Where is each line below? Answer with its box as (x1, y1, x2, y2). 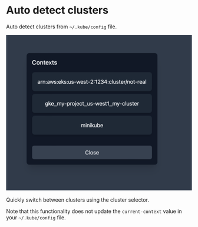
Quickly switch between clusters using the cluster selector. (6, 196, 149, 203)
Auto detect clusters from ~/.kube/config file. (6, 23, 117, 30)
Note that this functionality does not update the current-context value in (6, 208, 182, 215)
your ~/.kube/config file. (6, 214, 66, 221)
